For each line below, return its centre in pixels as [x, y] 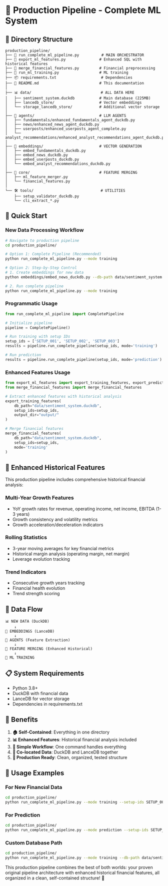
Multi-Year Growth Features [39, 498]
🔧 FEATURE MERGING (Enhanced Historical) [49, 649]
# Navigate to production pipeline [42, 240]
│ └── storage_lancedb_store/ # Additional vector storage [82, 107]
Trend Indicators [26, 572]
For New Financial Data [34, 787]
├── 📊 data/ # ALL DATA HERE [70, 92]
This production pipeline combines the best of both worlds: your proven [79, 868]
